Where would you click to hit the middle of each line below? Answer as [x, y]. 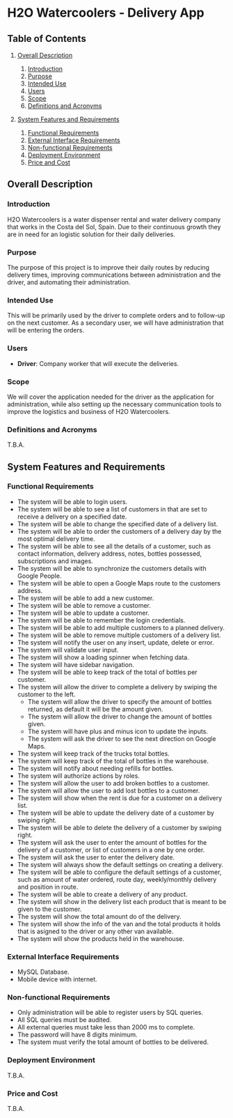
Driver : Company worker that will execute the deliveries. [98, 363]
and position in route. [48, 887]
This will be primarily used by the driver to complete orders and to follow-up [116, 316]
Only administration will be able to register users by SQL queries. [110, 1013]
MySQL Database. [43, 972]
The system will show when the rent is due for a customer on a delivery [120, 798]
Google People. [39, 576]
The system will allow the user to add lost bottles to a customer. [109, 790]
